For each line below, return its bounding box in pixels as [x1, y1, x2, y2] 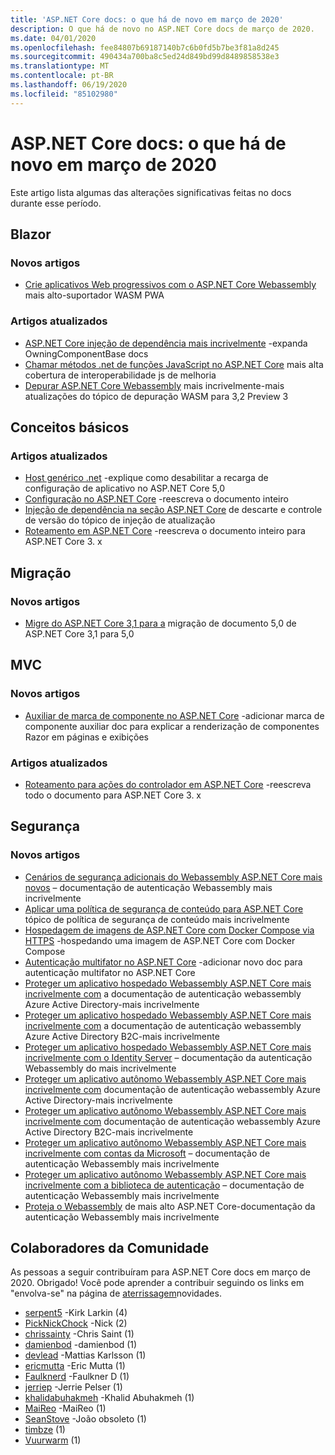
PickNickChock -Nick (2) [24, 1317, 128, 1330]
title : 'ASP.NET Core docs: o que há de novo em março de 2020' [10, 14, 284, 25]
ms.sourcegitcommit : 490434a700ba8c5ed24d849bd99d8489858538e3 [10, 52, 280, 62]
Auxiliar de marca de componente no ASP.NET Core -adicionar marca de [24, 709, 325, 721]
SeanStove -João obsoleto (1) [24, 1413, 147, 1425]
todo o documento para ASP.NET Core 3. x [24, 789, 202, 801]
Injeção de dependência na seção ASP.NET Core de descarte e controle [24, 504, 323, 516]
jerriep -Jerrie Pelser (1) [24, 1381, 123, 1393]
